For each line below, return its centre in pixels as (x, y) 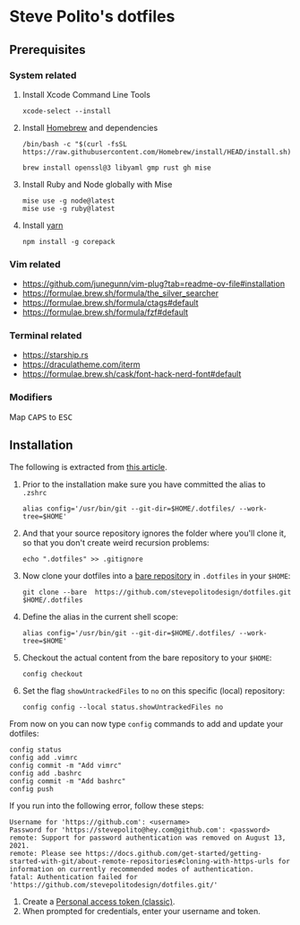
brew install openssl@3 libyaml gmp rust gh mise (117, 168)
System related (43, 75)
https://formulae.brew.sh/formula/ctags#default (110, 303)
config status (36, 750)
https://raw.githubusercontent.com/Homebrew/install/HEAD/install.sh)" (159, 152)
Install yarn (43, 225)
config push (31, 789)
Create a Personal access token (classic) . (99, 901)
